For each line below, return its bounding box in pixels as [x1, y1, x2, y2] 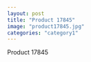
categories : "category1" [7, 29, 79, 37]
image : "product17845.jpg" [7, 23, 85, 30]
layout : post [7, 10, 45, 17]
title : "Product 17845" [7, 17, 76, 23]
